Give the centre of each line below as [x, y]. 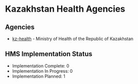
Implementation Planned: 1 [39, 76]
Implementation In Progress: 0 [42, 71]
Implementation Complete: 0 [41, 66]
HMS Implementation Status [49, 54]
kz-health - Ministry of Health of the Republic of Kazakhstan [73, 39]
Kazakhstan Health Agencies [65, 9]
